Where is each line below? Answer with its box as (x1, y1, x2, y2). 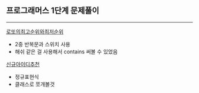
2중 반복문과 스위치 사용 (14, 40, 70, 47)
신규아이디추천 (6, 60, 40, 68)
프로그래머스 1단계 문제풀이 (6, 5, 99, 16)
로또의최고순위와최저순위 (6, 28, 64, 35)
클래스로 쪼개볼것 (14, 81, 55, 88)
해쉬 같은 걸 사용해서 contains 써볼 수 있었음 (14, 48, 118, 55)
